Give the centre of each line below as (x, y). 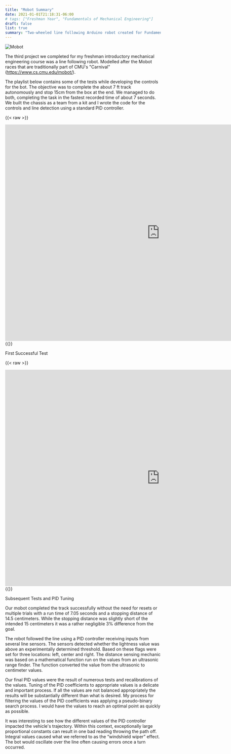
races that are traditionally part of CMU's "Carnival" (58, 67)
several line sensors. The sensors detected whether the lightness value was (82, 644)
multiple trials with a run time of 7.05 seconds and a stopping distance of (79, 613)
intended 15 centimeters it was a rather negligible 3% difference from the (79, 624)
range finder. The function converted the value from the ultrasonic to (75, 665)
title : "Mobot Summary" (30, 10)
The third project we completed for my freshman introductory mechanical (80, 56)
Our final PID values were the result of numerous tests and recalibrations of (82, 680)
